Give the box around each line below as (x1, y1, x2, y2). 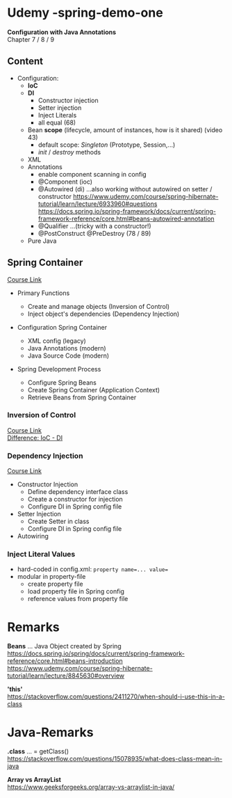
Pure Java (27, 237, 57, 245)
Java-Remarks (7, 724, 94, 740)
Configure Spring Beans (27, 378, 97, 387)
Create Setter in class (27, 517, 90, 526)
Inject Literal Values (7, 550, 76, 559)
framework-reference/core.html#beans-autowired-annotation (38, 214, 215, 223)
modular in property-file (17, 573, 86, 581)
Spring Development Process (17, 365, 101, 373)
